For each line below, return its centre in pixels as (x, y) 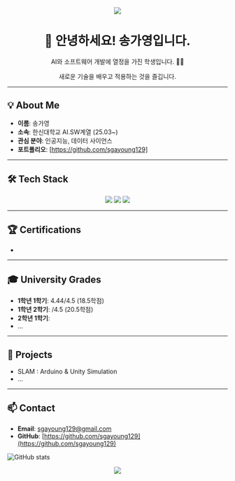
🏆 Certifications (44, 230)
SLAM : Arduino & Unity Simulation (67, 371)
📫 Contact (31, 408)
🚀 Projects (30, 355)
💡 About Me (34, 105)
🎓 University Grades (54, 279)
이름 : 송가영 (34, 123)
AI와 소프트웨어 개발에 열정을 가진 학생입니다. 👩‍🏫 (117, 62)
